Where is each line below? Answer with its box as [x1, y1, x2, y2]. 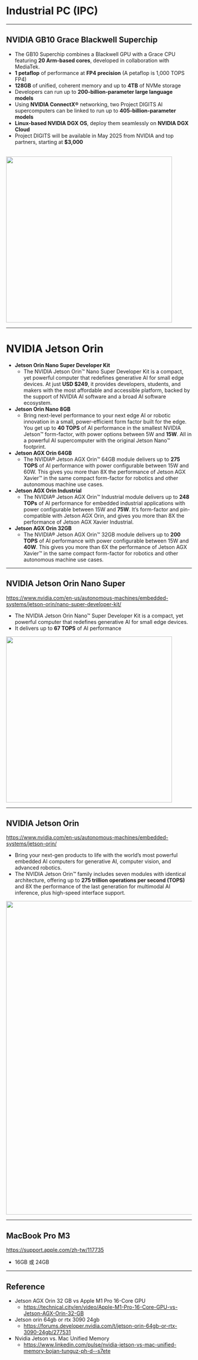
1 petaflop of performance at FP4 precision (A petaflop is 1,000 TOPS [14, 69, 185, 76]
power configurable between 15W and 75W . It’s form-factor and [23, 506, 179, 513]
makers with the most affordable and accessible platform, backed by [23, 387, 190, 394]
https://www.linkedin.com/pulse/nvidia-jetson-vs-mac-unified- [23, 1341, 177, 1348]
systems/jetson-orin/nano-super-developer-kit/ [6, 600, 122, 607]
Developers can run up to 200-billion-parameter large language [14, 88, 173, 95]
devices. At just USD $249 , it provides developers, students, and [23, 380, 181, 387]
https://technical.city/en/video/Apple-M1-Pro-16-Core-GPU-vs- [23, 1303, 178, 1310]
